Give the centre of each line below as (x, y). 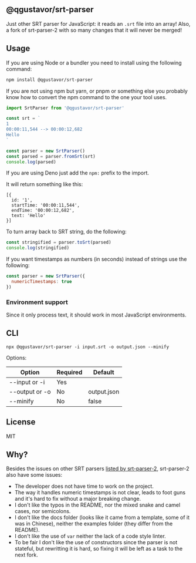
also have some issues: (34, 475)
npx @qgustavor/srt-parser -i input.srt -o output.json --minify (87, 347)
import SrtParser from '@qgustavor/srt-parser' (65, 108)
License (21, 422)
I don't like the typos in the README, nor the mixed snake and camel (97, 505)
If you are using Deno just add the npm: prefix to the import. (78, 173)
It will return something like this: (45, 184)
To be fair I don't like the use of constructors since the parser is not (96, 542)
